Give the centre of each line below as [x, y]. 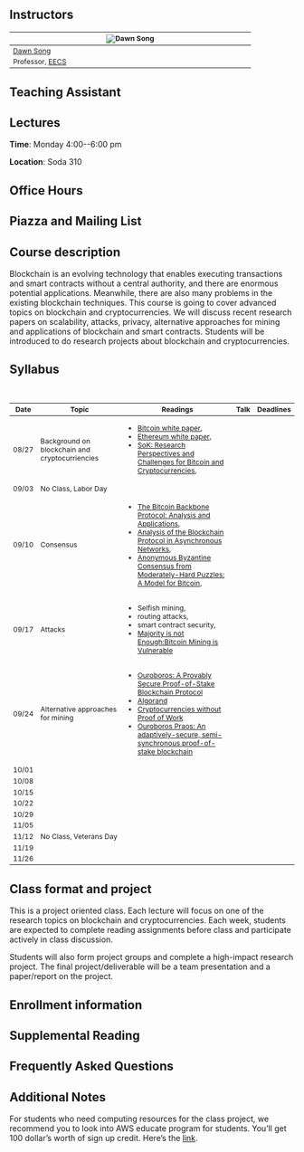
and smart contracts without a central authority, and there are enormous [144, 283]
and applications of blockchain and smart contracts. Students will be [137, 331]
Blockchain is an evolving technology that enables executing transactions [146, 273]
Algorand [152, 701]
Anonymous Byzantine [174, 557]
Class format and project [81, 889]
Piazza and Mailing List [76, 221]
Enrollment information [76, 1005]
